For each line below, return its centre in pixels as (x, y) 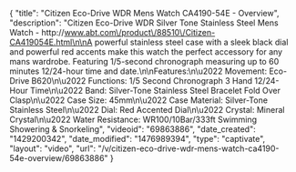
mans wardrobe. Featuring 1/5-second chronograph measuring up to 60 (144, 61)
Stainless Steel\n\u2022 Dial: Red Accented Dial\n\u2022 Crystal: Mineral (147, 110)
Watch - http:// (37, 32)
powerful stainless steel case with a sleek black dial (191, 42)
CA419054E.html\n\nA (51, 42)
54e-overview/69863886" (59, 158)
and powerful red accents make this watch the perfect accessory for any (146, 52)
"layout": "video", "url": (53, 148)
